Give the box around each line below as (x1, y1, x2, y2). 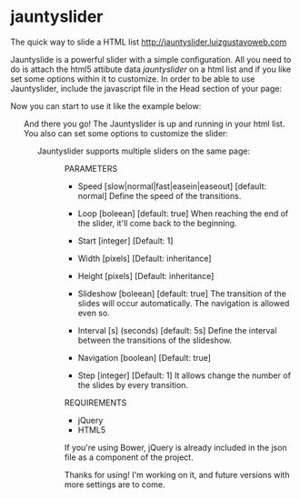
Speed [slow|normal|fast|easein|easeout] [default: (77, 180, 267, 192)
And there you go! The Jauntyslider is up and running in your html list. (23, 118, 285, 129)
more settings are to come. (64, 479, 165, 490)
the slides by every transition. (77, 379, 189, 390)
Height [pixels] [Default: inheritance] (77, 270, 215, 281)
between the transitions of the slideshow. (77, 334, 233, 345)
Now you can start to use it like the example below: (10, 100, 202, 111)
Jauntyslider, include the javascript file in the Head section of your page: (10, 83, 283, 94)
